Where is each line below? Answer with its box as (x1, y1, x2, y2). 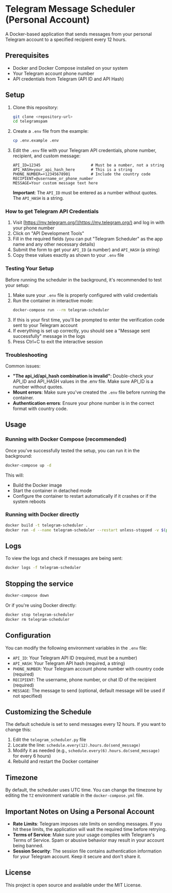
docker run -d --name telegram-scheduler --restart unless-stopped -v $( (5, 527, 166, 533)
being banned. (12, 842, 44, 848)
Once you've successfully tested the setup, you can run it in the (5, 447, 140, 454)
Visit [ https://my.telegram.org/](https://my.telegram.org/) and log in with (12, 219, 165, 226)
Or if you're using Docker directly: (5, 602, 77, 608)
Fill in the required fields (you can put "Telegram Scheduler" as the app (12, 236, 163, 242)
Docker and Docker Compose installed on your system (12, 65, 128, 71)
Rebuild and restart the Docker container (12, 758, 99, 764)
